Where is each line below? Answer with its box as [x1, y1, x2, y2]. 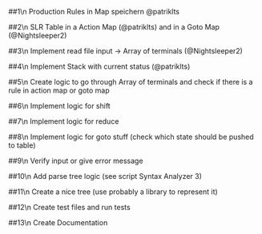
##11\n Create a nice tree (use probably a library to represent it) [8, 187, 218, 196]
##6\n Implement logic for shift [8, 101, 111, 110]
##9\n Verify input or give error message [8, 156, 143, 165]
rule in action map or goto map [8, 85, 110, 95]
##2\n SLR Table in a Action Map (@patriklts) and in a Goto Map [8, 22, 220, 31]
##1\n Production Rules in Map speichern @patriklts [8, 7, 180, 16]
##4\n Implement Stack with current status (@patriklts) [8, 61, 191, 71]
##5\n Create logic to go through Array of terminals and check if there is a [8, 77, 253, 86]
